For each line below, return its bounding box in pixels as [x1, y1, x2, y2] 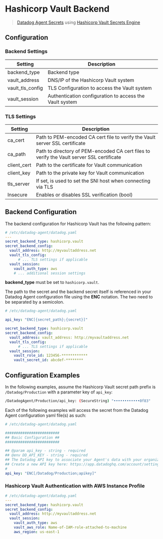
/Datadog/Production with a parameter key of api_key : [5, 389, 113, 395]
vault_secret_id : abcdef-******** [14, 358, 83, 362]
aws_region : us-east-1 [14, 529, 60, 534]
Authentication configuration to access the [48, 92, 145, 99]
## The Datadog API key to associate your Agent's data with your [5, 457, 142, 462]
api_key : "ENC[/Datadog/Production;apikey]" [5, 471, 97, 476]
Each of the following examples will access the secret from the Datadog [5, 407, 149, 413]
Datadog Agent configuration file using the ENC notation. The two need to [5, 294, 153, 300]
